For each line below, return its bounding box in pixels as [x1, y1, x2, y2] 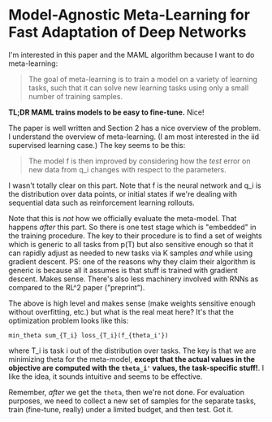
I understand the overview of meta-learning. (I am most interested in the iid [8, 132, 260, 141]
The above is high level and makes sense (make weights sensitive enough [8, 298, 256, 308]
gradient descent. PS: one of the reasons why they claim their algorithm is [8, 256, 256, 266]
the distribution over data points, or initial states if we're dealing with [8, 189, 238, 198]
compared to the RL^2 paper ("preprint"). [8, 282, 145, 292]
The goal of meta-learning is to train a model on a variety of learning [28, 74, 257, 84]
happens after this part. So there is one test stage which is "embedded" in [8, 222, 257, 232]
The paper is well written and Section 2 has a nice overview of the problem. [8, 123, 261, 133]
